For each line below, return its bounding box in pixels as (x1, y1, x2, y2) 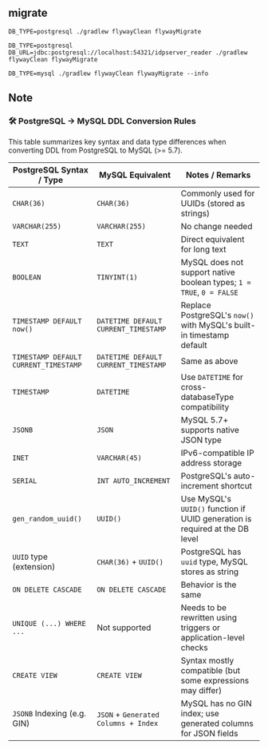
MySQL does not (180, 256, 244, 267)
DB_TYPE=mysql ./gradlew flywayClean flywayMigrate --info (8, 69, 209, 77)
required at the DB (180, 523, 250, 534)
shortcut (220, 480, 253, 491)
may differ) (180, 684, 223, 695)
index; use (180, 707, 219, 719)
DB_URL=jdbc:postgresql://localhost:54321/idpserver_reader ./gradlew (8, 48, 248, 57)
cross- (180, 381, 207, 392)
